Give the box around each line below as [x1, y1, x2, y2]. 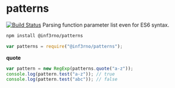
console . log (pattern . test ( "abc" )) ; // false [6, 76, 118, 83]
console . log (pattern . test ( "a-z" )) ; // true [6, 71, 115, 77]
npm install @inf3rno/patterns [6, 32, 83, 38]
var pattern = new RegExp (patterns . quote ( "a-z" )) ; [6, 66, 134, 71]
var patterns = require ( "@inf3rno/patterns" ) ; [6, 43, 123, 49]
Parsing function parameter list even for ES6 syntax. [42, 21, 170, 28]
